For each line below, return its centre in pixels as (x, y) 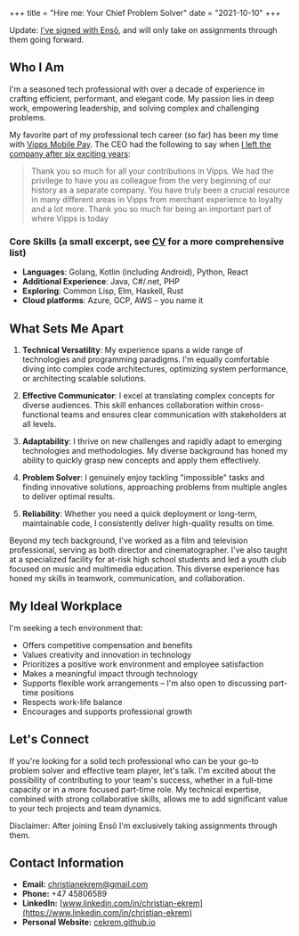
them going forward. (47, 40)
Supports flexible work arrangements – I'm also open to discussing (144, 683)
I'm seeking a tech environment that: (77, 628)
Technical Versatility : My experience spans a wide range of (133, 349)
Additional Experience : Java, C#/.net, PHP (101, 282)
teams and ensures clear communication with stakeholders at (174, 415)
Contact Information (67, 862)
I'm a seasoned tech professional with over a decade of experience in (137, 89)
